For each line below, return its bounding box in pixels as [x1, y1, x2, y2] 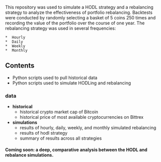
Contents [5, 62, 35, 70]
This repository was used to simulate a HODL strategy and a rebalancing [5, 4, 154, 10]
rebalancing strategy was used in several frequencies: [5, 25, 116, 31]
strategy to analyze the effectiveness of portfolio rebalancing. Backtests [5, 9, 153, 15]
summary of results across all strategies [19, 135, 102, 141]
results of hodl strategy [19, 130, 68, 136]
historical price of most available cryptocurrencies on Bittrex [19, 114, 144, 120]
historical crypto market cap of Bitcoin [19, 109, 98, 115]
